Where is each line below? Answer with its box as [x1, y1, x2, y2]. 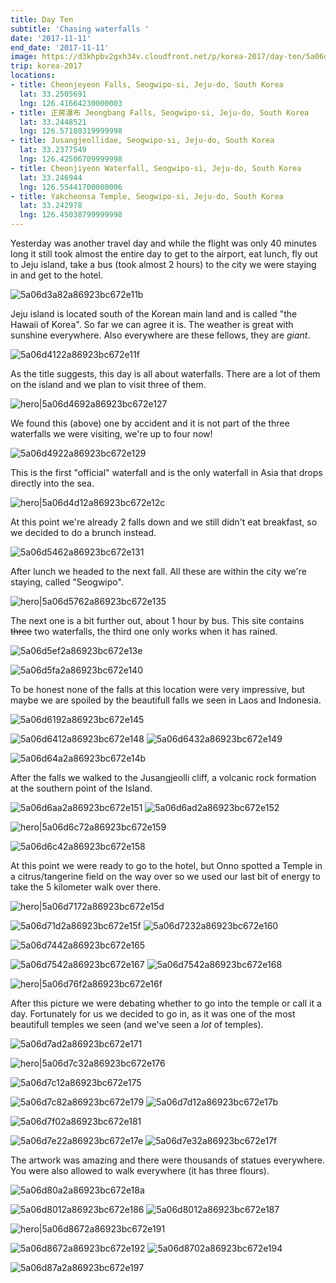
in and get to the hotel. [10, 269, 103, 281]
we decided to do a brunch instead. [10, 527, 157, 538]
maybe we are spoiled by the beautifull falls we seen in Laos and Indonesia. [10, 694, 322, 706]
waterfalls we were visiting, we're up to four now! [10, 428, 213, 440]
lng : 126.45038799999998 [19, 210, 123, 220]
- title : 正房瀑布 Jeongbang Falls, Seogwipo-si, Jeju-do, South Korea [10, 107, 310, 118]
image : [10, 52, 38, 62]
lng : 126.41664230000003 [19, 98, 123, 108]
